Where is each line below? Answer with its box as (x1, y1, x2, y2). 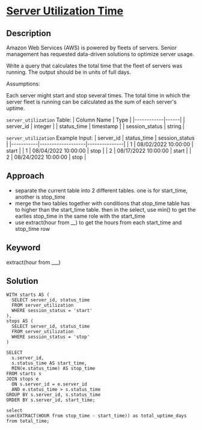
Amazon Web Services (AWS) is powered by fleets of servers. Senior (6, 44, 177, 51)
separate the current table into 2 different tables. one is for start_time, (14, 186, 188, 194)
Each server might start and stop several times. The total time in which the (6, 92, 191, 99)
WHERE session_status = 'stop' (11, 334, 90, 340)
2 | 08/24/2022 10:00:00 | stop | (6, 153, 87, 161)
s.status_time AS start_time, (11, 360, 87, 366)
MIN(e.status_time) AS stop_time (11, 366, 96, 372)
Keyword (6, 242, 41, 253)
